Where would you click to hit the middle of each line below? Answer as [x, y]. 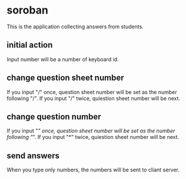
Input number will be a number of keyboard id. [63, 59]
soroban [28, 10]
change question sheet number [65, 78]
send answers [33, 156]
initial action [30, 45]
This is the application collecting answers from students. [75, 26]
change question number [54, 116]
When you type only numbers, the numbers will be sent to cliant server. [93, 170]
